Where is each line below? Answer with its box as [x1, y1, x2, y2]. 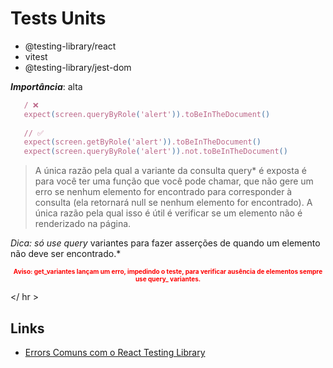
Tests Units [10, 7, 107, 30]
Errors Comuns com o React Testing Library [24, 347, 206, 358]
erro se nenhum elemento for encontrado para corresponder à [34, 186, 293, 198]
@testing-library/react [24, 40, 117, 52]
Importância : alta [10, 80, 83, 92]
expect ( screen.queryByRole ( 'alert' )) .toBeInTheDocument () [23, 109, 271, 119]
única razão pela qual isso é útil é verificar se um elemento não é [34, 207, 303, 219]
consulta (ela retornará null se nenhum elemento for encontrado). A [34, 197, 313, 209]
